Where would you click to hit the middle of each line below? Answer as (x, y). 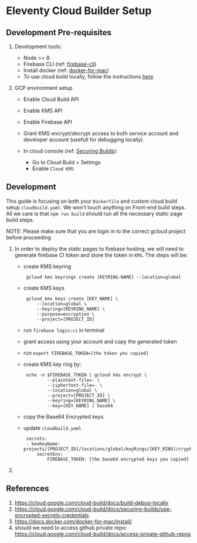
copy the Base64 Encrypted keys (63, 416)
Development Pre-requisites (59, 33)
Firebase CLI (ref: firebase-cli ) (60, 64)
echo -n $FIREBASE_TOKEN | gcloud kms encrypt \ (87, 375)
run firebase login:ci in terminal (64, 330)
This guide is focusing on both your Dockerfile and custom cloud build (92, 201)
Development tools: (38, 46)
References (28, 489)
